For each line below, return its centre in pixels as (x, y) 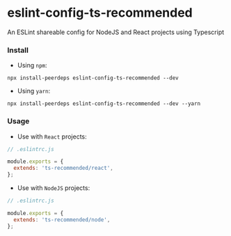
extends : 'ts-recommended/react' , (63, 168)
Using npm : (32, 65)
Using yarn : (34, 91)
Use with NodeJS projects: (54, 188)
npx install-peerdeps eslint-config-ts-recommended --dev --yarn (104, 104)
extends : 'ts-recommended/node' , (62, 220)
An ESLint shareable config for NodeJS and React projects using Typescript (116, 32)
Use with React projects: (52, 136)
